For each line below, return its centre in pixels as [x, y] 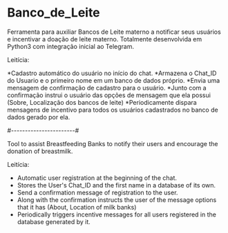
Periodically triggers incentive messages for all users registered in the [116, 214]
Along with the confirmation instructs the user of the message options [117, 200]
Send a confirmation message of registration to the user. [97, 192]
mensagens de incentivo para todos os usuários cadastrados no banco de [113, 110]
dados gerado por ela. [39, 117]
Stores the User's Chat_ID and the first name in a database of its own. [116, 185]
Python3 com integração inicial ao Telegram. [71, 46]
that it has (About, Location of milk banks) [77, 207]
